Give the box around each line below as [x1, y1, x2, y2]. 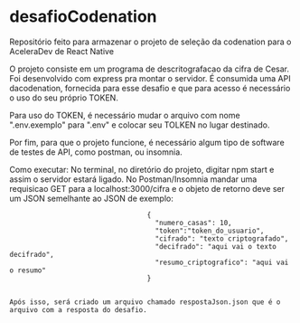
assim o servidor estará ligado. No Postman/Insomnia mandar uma [9, 174, 258, 185]
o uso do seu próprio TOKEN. [9, 92, 119, 103]
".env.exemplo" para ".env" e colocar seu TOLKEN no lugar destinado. [9, 119, 270, 130]
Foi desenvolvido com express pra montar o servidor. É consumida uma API [9, 72, 291, 83]
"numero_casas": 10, [155, 218, 232, 227]
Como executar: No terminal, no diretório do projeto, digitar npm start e [9, 164, 275, 175]
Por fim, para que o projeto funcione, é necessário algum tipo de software [9, 137, 285, 147]
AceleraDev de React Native [9, 45, 115, 56]
